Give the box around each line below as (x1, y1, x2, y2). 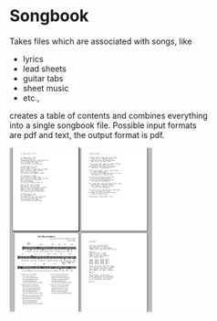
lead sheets (22, 63, 67, 74)
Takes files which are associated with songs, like (9, 36, 192, 47)
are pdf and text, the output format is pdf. (9, 129, 165, 140)
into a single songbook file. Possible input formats (9, 120, 198, 131)
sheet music (22, 82, 69, 93)
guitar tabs (22, 72, 64, 83)
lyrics (22, 53, 44, 64)
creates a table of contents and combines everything (9, 110, 208, 121)
